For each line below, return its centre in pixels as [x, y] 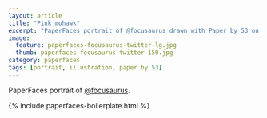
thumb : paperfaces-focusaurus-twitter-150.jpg [94, 53]
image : [19, 38]
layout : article [35, 16]
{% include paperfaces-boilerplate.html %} [79, 105]
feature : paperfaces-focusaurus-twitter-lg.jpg [96, 45]
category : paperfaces [44, 61]
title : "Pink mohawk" [44, 23]
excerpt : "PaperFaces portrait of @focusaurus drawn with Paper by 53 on [134, 30]
